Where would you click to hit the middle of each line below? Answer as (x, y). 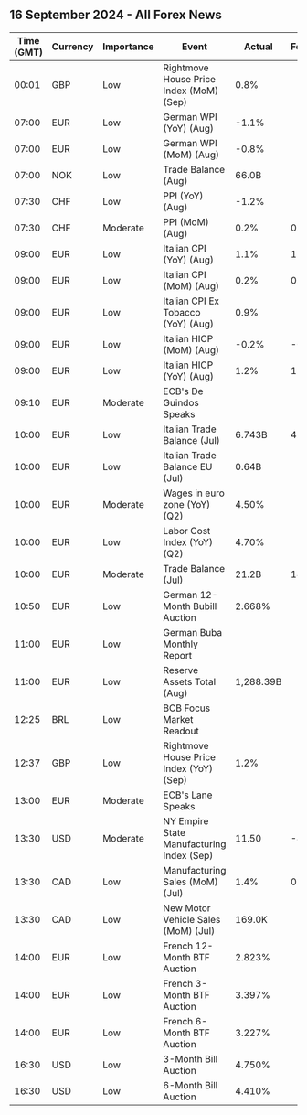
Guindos (181, 402)
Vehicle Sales (192, 919)
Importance (128, 47)
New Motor (187, 907)
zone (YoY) (187, 504)
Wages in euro (194, 493)
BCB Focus (187, 708)
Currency (73, 47)
